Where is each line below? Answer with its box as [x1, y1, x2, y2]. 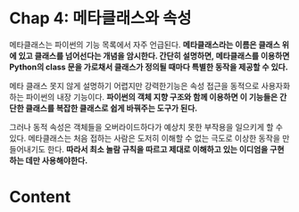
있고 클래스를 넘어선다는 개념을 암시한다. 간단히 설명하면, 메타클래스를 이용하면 [18, 50, 290, 61]
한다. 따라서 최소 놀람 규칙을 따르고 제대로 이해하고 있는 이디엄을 [47, 143, 269, 154]
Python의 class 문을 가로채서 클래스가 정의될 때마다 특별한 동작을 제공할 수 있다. [9, 61, 288, 72]
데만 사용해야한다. [25, 155, 88, 166]
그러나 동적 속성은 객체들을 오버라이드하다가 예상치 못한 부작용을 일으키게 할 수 [9, 121, 284, 132]
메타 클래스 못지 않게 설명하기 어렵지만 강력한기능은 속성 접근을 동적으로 [9, 80, 260, 91]
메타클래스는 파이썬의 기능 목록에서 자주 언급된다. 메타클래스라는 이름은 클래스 [9, 39, 281, 50]
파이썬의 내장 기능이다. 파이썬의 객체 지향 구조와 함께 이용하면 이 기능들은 [25, 91, 278, 102]
